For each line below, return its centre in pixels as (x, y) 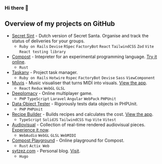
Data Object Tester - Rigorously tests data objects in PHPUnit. (75, 103)
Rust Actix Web (34, 146)
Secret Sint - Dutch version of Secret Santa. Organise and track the (80, 35)
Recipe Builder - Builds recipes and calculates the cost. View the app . (82, 114)
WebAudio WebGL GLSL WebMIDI (48, 135)
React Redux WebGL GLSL (42, 88)
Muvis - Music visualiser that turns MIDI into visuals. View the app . (80, 83)
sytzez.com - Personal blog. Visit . (46, 151)
